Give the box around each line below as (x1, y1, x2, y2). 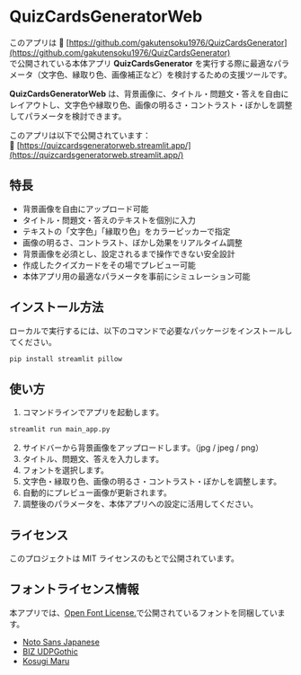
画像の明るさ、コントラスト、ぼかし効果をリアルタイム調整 (22, 236, 243, 248)
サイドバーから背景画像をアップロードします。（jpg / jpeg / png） (22, 442, 263, 453)
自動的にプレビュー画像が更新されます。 (22, 487, 173, 498)
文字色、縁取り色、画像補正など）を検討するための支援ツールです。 (40, 69, 292, 80)
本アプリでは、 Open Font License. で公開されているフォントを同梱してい (9, 607, 279, 617)
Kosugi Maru (22, 655, 70, 666)
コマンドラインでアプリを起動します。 (22, 407, 164, 418)
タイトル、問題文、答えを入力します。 (22, 454, 164, 465)
